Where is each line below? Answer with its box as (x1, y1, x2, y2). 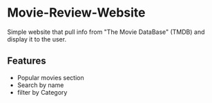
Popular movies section (17, 73, 84, 82)
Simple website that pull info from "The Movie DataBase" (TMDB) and (7, 28, 205, 36)
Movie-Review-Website (7, 5, 146, 21)
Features (7, 55, 46, 67)
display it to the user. (7, 35, 67, 43)
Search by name (17, 81, 64, 89)
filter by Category (17, 88, 68, 96)
